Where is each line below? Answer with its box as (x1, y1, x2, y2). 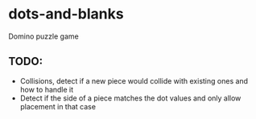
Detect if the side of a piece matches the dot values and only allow (19, 93, 242, 103)
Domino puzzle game (8, 31, 79, 41)
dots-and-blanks (8, 5, 124, 23)
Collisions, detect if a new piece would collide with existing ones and (19, 76, 248, 85)
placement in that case (19, 101, 97, 111)
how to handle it (19, 84, 74, 94)
